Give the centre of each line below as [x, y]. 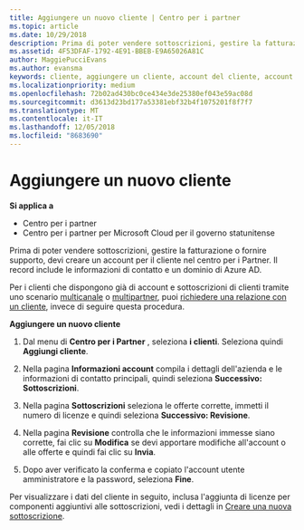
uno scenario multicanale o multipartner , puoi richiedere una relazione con [148, 296]
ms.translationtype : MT [54, 111]
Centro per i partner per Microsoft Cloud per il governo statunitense [149, 233]
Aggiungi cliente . [55, 351]
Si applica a [32, 206]
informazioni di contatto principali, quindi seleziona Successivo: [142, 378]
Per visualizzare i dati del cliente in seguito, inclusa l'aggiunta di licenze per [150, 496]
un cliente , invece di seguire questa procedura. [97, 306]
